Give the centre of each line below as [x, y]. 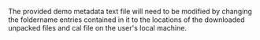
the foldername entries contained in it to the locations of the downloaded [127, 20]
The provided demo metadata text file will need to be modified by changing [130, 11]
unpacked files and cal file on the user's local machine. [98, 28]
